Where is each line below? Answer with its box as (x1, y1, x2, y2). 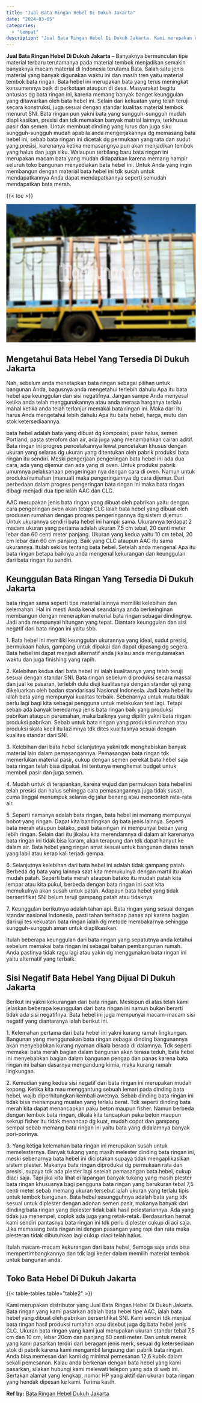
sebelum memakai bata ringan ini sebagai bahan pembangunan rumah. (6, 943, 182, 950)
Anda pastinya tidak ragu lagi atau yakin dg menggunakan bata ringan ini (6, 949, 187, 956)
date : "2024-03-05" (6, 16, 55, 22)
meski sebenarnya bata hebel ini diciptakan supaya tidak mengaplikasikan (6, 1155, 190, 1163)
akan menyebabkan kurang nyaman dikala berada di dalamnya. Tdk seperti (6, 1042, 192, 1049)
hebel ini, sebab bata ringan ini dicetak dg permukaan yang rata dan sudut (6, 136, 191, 143)
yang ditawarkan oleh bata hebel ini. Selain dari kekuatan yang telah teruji (6, 97, 189, 105)
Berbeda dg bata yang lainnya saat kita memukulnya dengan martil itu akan (6, 868, 192, 875)
